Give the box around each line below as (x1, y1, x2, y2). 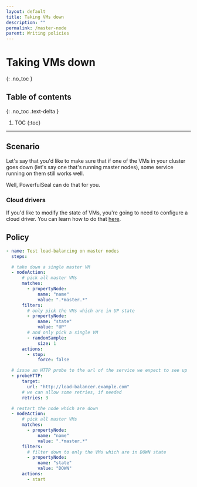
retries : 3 (21, 395, 49, 401)
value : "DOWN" (37, 465, 72, 472)
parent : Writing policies (6, 31, 69, 36)
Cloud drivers (6, 196, 46, 204)
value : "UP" (37, 324, 67, 330)
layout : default (6, 8, 46, 15)
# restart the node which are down (11, 405, 98, 411)
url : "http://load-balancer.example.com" (27, 384, 130, 389)
